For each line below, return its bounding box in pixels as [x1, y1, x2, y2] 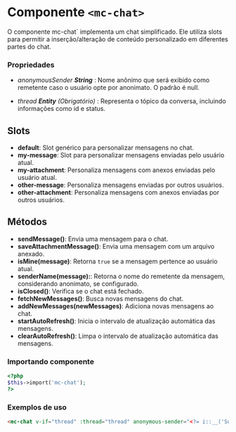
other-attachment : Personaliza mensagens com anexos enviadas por [17, 188, 220, 197]
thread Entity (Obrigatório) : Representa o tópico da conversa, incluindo [17, 97, 226, 105]
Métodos [7, 216, 48, 228]
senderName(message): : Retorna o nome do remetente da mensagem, [17, 272, 225, 280]
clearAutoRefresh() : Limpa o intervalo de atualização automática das [17, 332, 219, 340]
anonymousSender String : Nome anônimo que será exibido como [17, 76, 210, 84]
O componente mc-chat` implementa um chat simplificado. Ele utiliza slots [7, 27, 223, 36]
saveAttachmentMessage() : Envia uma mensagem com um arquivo [17, 242, 215, 250]
